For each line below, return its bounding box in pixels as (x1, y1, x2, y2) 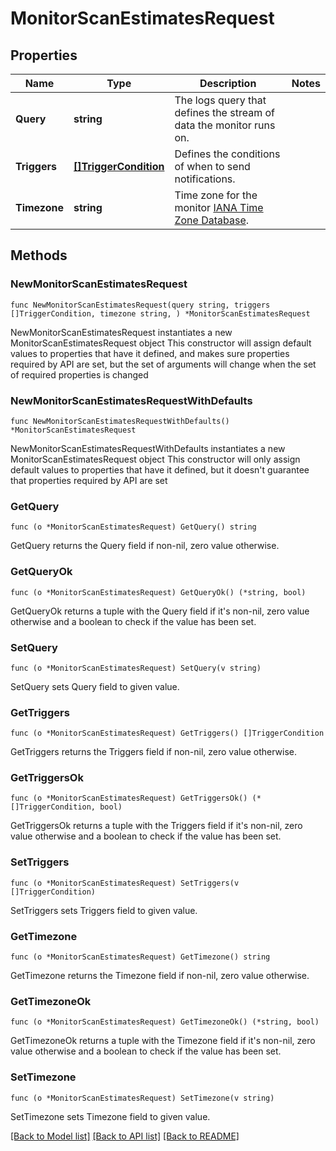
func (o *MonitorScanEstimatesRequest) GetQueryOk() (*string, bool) (10, 587, 307, 597)
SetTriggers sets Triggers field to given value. (10, 904, 198, 916)
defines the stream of (174, 106, 275, 119)
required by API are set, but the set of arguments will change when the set (10, 358, 317, 370)
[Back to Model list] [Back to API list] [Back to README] (10, 1130, 240, 1142)
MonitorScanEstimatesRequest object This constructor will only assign (10, 453, 301, 465)
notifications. (174, 172, 236, 186)
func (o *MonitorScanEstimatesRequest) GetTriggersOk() (10, 793, 248, 804)
